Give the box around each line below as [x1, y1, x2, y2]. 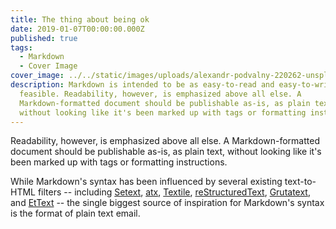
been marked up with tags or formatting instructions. [10, 156, 228, 168]
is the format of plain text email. [10, 207, 141, 220]
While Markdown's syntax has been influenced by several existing [10, 176, 283, 188]
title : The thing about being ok [10, 14, 150, 25]
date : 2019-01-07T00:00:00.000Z [10, 24, 145, 34]
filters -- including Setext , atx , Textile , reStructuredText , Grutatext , [37, 186, 311, 198]
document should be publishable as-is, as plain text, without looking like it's [10, 146, 322, 158]
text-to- [284, 176, 317, 188]
